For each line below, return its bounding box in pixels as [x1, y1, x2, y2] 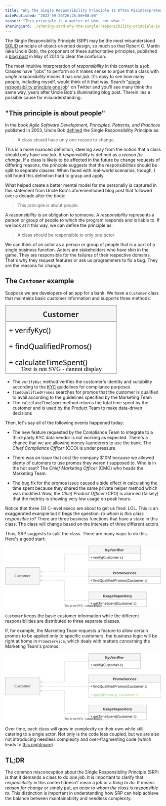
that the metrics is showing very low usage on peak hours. [12, 496, 132, 502]
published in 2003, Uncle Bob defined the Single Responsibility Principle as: [5, 127, 160, 133]
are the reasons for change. [5, 262, 62, 269]
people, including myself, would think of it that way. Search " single [5, 79, 141, 85]
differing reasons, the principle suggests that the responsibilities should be [5, 162, 157, 168]
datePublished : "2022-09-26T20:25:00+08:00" [5, 13, 98, 18]
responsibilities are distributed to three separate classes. [5, 618, 121, 624]
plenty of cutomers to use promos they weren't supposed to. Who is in [12, 460, 157, 466]
